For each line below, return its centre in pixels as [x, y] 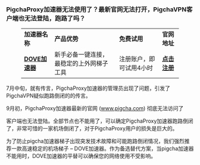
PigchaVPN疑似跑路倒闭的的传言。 [49, 96]
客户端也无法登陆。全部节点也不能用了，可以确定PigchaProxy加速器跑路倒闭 [100, 121]
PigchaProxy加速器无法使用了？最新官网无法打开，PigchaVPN [96, 9]
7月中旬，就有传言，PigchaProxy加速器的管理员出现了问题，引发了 [88, 88]
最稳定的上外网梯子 [81, 64]
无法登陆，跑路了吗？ [55, 18]
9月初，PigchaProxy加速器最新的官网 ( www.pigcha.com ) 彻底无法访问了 [95, 108]
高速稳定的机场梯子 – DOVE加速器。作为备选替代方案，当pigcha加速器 [108, 149]
